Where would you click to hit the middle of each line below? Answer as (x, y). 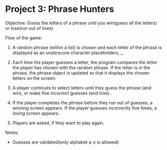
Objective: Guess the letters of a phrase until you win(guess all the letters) (81, 23)
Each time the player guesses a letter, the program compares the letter (85, 62)
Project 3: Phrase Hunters (60, 9)
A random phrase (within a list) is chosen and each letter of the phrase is (87, 47)
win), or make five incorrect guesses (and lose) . (62, 93)
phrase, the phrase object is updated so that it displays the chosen (81, 73)
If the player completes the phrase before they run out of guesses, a (83, 102)
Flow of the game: (24, 38)
